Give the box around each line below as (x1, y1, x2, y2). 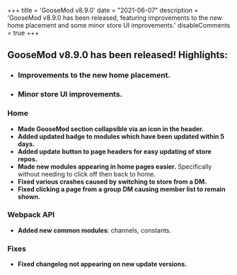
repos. (17, 155, 37, 163)
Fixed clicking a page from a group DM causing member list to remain (17, 184, 226, 193)
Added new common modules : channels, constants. (17, 226, 172, 235)
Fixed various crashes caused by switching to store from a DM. (17, 177, 207, 186)
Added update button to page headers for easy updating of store (17, 147, 212, 155)
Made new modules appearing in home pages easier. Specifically (17, 162, 212, 171)
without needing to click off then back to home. (17, 169, 156, 178)
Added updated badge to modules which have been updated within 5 (17, 132, 225, 140)
